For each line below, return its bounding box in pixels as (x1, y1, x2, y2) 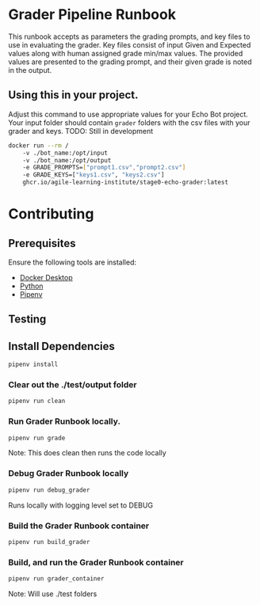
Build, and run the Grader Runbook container (8, 557, 184, 568)
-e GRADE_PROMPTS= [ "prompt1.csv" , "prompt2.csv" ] (22, 164, 186, 172)
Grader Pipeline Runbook (8, 6, 177, 24)
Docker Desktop (19, 273, 73, 282)
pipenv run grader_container (8, 575, 105, 583)
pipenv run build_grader (8, 538, 90, 546)
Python (19, 281, 44, 291)
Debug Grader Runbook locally (8, 468, 129, 479)
